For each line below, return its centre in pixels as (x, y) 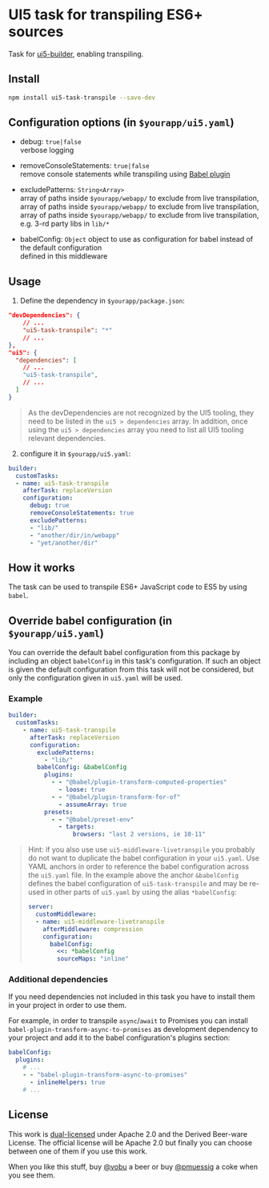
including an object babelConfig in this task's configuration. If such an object (134, 661)
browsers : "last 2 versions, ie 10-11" (139, 834)
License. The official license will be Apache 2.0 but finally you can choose (130, 1142)
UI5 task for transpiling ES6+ (106, 15)
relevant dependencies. (67, 438)
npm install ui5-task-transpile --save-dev (82, 98)
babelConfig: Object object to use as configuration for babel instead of (137, 239)
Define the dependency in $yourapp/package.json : (102, 301)
